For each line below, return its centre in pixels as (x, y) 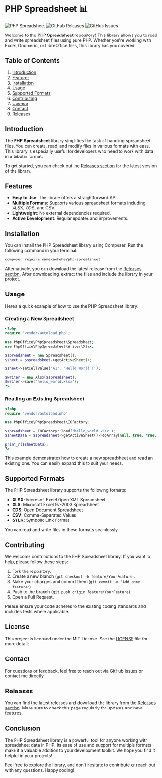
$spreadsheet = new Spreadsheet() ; (41, 355)
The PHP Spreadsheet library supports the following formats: (66, 490)
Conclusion (23, 728)
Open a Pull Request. (33, 597)
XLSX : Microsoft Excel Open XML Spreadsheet (59, 500)
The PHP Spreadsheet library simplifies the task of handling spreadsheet (78, 140)
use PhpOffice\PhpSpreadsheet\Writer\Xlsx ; (50, 346)
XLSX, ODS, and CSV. (34, 208)
